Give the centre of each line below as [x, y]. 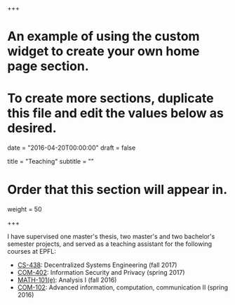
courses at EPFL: [32, 252]
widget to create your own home [103, 52]
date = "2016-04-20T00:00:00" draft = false [72, 148]
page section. [48, 66]
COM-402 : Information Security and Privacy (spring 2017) [101, 273]
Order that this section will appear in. [117, 190]
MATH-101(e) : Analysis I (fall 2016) [67, 280]
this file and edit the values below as [116, 113]
